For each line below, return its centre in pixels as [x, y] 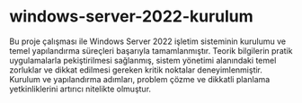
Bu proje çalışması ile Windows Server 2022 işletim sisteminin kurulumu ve [147, 41]
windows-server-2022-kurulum [131, 17]
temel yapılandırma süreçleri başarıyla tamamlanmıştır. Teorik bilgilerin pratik [151, 50]
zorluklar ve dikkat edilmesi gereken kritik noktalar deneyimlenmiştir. [136, 70]
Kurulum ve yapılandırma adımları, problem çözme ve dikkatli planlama [140, 79]
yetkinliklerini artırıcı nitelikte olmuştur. [80, 89]
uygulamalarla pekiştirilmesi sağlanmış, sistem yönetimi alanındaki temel [143, 60]
